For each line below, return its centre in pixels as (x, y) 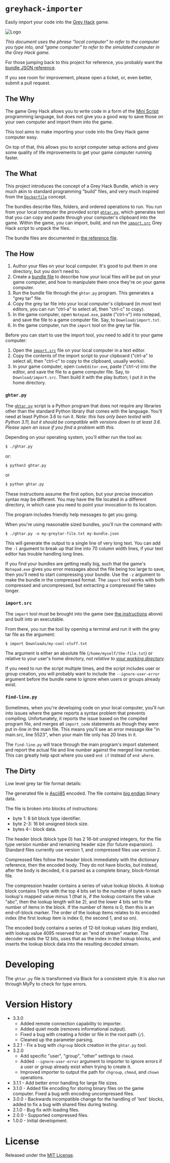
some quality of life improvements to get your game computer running (79, 152)
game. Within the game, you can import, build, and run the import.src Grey (84, 223)
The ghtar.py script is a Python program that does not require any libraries (83, 405)
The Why (20, 99)
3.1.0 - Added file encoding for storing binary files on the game (78, 1088)
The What (21, 174)
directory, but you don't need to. (46, 271)
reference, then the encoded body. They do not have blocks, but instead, (82, 865)
